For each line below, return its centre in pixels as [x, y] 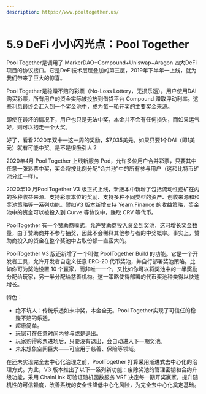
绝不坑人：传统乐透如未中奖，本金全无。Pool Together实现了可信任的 [103, 310]
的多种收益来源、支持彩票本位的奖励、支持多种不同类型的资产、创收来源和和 [103, 196]
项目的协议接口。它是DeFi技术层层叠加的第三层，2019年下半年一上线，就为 [101, 70]
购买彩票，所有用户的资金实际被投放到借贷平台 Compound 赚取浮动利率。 [100, 98]
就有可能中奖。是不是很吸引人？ [57, 147]
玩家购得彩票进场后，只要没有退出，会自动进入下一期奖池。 [90, 341]
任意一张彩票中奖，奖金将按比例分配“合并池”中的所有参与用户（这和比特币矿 [103, 168]
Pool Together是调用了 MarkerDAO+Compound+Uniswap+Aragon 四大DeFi [102, 63]
